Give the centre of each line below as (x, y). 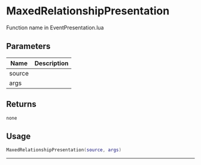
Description (51, 63)
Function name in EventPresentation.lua (55, 27)
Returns (22, 104)
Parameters (28, 46)
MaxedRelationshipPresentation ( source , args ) (64, 150)
